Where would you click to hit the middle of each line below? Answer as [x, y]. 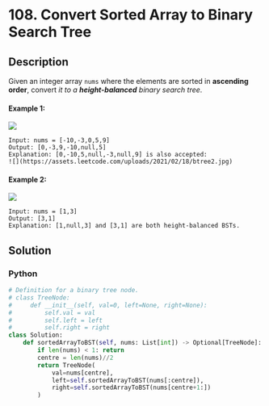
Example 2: [27, 179]
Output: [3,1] [32, 219]
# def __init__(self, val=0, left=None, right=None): [108, 305]
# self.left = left [56, 320]
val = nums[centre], [82, 373]
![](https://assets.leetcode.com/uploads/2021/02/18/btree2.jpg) [120, 162]
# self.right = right [59, 328]
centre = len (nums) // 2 [76, 358]
